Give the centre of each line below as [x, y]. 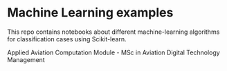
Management [26, 59]
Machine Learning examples [90, 13]
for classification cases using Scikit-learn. [67, 39]
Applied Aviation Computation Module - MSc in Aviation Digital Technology [113, 52]
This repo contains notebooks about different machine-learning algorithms [113, 32]
